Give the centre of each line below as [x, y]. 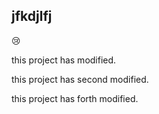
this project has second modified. [80, 79]
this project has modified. [64, 60]
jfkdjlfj [32, 16]
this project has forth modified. [75, 98]
